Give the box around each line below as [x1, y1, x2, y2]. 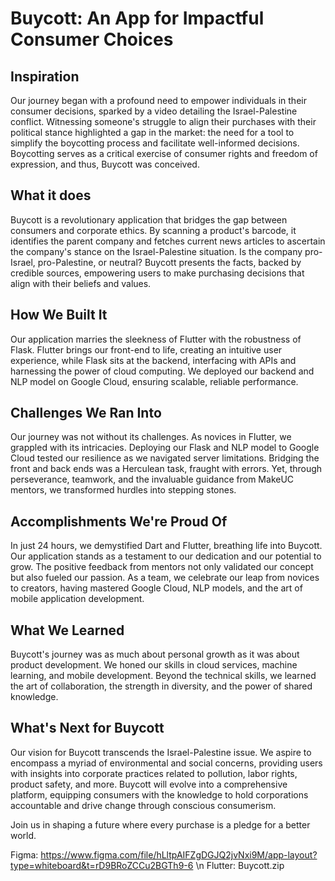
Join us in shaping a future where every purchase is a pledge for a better [10, 818, 311, 831]
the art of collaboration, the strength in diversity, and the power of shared [10, 680, 313, 692]
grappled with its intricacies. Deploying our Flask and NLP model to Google [10, 442, 320, 454]
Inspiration [10, 68, 80, 85]
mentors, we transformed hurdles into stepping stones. [10, 484, 237, 496]
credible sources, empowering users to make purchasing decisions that [10, 267, 305, 279]
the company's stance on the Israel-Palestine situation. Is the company [10, 245, 303, 257]
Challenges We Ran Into [10, 405, 162, 422]
